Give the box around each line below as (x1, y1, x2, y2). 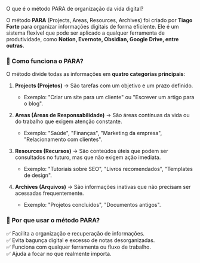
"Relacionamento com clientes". (23, 136, 103, 143)
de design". (23, 172, 53, 179)
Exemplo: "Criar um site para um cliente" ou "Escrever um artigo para (23, 94, 195, 101)
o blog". (23, 100, 44, 107)
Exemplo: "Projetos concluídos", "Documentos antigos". (23, 201, 161, 209)
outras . (6, 42, 24, 49)
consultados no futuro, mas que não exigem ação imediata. (14, 154, 161, 161)
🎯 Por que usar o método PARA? (6, 216, 100, 225)
